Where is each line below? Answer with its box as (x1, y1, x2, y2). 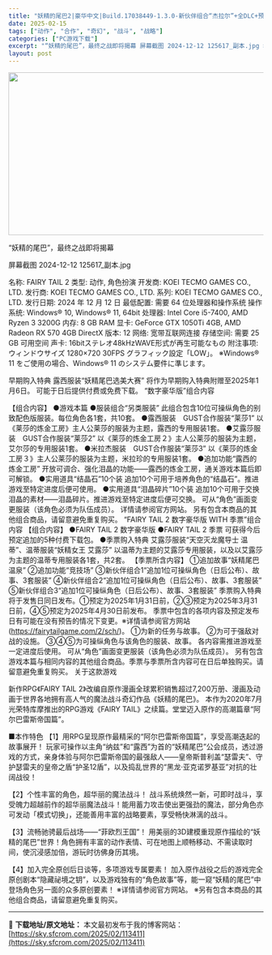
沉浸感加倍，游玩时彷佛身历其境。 (29, 847, 143, 857)
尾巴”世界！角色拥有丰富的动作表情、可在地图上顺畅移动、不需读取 (22, 837, 246, 846)
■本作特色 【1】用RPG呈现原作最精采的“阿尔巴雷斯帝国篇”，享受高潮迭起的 (8, 732, 261, 741)
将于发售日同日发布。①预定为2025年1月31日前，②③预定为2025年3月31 (8, 596, 257, 605)
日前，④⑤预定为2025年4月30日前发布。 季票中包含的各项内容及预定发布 (8, 606, 260, 615)
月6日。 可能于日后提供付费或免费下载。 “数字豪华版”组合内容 (8, 386, 215, 395)
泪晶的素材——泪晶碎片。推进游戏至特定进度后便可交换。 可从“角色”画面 (8, 494, 251, 504)
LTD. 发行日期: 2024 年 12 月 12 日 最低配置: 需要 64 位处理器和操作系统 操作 (8, 298, 263, 307)
